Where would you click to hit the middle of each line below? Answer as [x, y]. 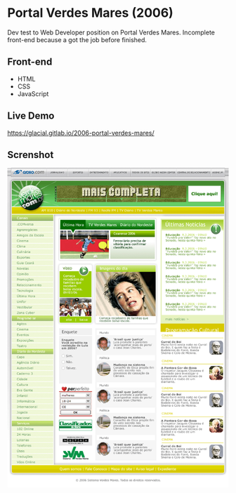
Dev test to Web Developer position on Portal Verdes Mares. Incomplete [111, 32]
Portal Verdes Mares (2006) [90, 13]
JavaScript [33, 93]
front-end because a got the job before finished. [77, 39]
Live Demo [31, 116]
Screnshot [31, 155]
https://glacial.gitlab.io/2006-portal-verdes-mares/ [81, 133]
